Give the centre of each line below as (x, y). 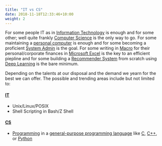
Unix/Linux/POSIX (31, 106)
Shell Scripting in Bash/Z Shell (43, 111)
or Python (22, 138)
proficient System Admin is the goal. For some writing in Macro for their (78, 48)
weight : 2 (15, 19)
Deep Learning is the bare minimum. (42, 64)
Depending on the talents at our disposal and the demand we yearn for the (81, 73)
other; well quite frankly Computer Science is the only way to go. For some (81, 38)
